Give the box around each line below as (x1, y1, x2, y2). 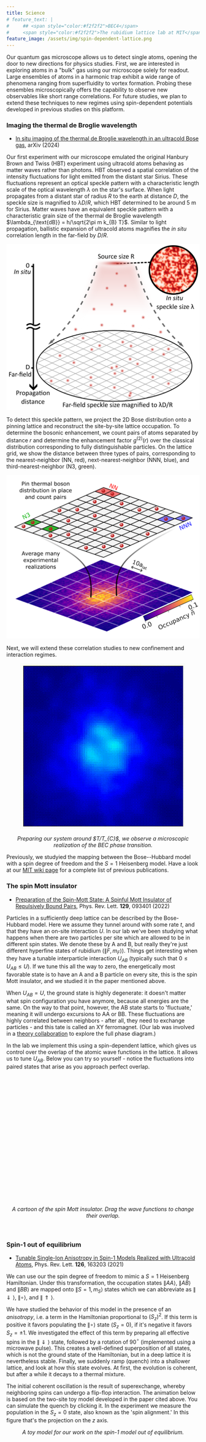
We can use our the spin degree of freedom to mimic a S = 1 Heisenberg (6, 1272, 189, 1280)
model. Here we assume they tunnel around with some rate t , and (29, 920, 195, 928)
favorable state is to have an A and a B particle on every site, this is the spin (6, 971, 197, 978)
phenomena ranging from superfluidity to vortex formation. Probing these (6, 80, 192, 87)
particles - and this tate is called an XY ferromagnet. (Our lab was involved (6, 1023, 195, 1030)
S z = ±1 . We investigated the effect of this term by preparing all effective (6, 1329, 189, 1338)
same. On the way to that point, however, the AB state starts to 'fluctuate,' (6, 1003, 193, 1011)
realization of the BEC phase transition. (53, 842, 153, 849)
